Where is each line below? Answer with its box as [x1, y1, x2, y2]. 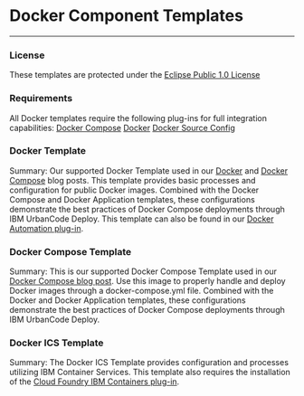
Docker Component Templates [9, 5, 244, 26]
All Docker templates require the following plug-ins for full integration [9, 112, 267, 123]
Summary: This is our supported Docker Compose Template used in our [9, 266, 278, 277]
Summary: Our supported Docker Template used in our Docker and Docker [9, 165, 288, 176]
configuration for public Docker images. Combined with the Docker [9, 184, 260, 195]
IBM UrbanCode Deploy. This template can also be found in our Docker [9, 213, 274, 224]
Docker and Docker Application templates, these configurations [9, 295, 246, 306]
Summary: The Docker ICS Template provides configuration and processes [9, 357, 290, 368]
